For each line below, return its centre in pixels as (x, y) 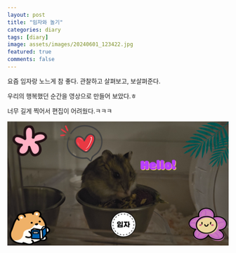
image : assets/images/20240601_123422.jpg (70, 45)
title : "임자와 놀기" (35, 22)
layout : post (26, 15)
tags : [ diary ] (28, 37)
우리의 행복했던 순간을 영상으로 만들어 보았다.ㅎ (72, 96)
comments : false (31, 60)
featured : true (29, 52)
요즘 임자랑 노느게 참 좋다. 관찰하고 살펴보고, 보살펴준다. (84, 81)
